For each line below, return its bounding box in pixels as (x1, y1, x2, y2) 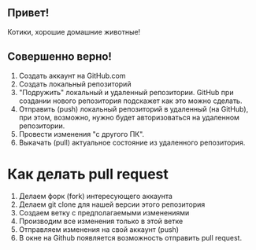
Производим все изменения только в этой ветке (18, 216, 184, 226)
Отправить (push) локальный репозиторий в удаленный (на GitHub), (18, 104, 249, 113)
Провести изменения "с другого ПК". (18, 129, 145, 138)
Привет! (7, 6, 50, 20)
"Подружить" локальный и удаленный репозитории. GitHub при (18, 87, 234, 97)
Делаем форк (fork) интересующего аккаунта (18, 191, 173, 200)
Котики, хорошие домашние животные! (7, 27, 141, 36)
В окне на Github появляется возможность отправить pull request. (18, 233, 242, 242)
